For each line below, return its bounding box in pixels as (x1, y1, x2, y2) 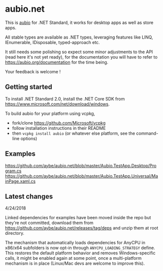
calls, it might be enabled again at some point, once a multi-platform (5, 255, 142, 261)
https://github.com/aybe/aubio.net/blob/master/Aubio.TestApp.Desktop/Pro (5, 163, 157, 168)
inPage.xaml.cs (5, 178, 36, 184)
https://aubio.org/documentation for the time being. (5, 59, 109, 65)
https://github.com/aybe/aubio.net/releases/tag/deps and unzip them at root (5, 225, 159, 231)
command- (136, 130, 159, 136)
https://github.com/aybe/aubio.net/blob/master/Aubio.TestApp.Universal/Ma (5, 173, 158, 179)
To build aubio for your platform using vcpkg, (5, 110, 95, 116)
